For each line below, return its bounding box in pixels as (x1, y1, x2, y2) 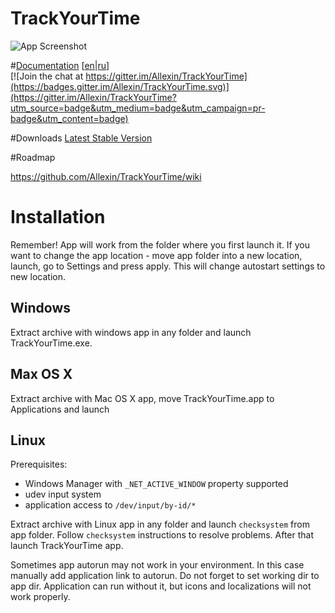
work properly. (10, 591, 71, 603)
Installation (10, 206, 106, 229)
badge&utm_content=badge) (10, 112, 129, 124)
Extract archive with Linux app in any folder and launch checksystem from (10, 518, 310, 531)
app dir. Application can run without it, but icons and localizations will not (10, 580, 312, 592)
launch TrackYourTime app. (10, 540, 124, 552)
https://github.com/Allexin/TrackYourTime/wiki (10, 170, 202, 182)
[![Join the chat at (10, 70, 84, 82)
